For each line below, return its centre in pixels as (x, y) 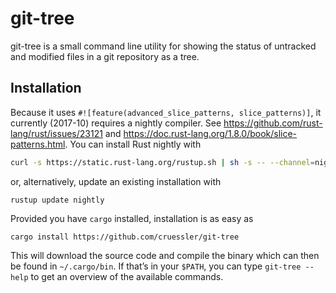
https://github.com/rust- (273, 123)
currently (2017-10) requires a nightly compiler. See (116, 123)
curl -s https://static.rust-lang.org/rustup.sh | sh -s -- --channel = (162, 162)
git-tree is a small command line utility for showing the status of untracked (163, 46)
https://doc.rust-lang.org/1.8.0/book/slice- (210, 133)
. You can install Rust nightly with (133, 144)
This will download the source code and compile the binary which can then (165, 255)
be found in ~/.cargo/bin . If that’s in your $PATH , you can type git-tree (156, 266)
